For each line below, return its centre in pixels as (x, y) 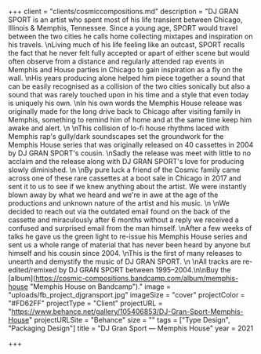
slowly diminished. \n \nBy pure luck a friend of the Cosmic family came (124, 170)
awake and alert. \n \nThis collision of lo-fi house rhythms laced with (119, 128)
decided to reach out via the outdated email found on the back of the (119, 212)
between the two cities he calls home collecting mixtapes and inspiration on (130, 36)
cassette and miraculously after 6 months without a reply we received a (123, 220)
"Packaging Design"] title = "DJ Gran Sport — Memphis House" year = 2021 (130, 328)
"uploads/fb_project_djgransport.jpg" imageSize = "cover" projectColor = (127, 295)
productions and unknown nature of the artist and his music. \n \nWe (119, 203)
